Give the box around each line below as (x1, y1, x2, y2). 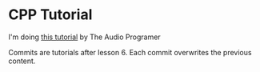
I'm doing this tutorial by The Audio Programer (8, 32, 162, 42)
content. (8, 56, 36, 66)
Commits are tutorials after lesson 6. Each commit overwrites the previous (8, 47, 252, 57)
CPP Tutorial (8, 6, 93, 24)
